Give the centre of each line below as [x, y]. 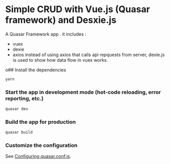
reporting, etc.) [24, 98]
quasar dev [17, 109]
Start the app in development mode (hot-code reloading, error [83, 92]
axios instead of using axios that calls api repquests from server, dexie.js [89, 55]
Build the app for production [41, 121]
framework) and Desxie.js [61, 20]
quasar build [19, 133]
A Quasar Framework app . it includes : [46, 34]
